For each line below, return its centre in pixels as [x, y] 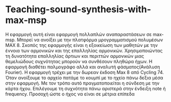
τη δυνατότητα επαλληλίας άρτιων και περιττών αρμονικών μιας [75, 56]
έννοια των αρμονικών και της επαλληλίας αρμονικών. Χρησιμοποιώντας [84, 50]
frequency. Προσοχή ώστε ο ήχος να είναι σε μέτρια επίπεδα [70, 94]
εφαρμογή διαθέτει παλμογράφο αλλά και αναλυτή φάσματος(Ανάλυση [83, 67]
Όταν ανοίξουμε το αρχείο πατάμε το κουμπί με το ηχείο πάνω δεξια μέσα [84, 78]
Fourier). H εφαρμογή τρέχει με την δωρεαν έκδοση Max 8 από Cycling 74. [85, 72]
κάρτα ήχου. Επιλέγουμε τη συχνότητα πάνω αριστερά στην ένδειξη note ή [86, 88]
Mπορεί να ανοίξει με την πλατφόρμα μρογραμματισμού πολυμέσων [90, 40]
